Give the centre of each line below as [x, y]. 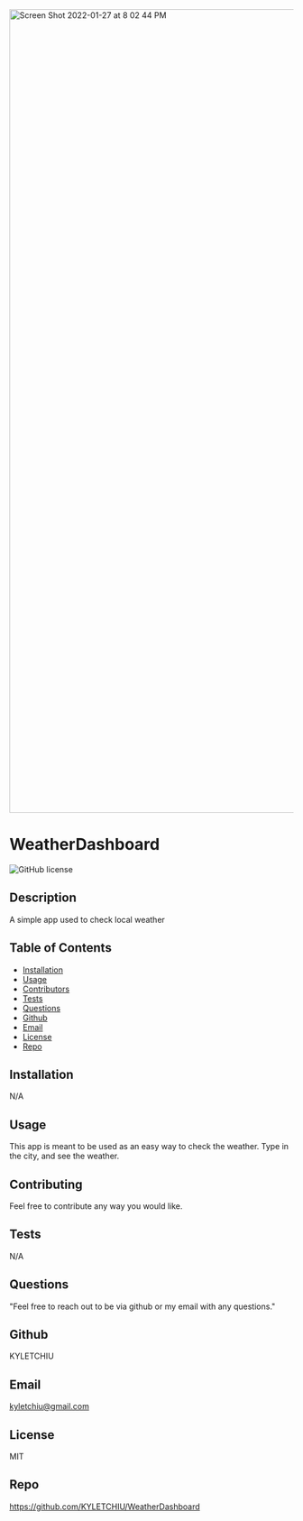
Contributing [46, 1184]
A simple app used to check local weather [87, 919]
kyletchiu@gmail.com [50, 1406]
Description [43, 898]
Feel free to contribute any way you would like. [96, 1206]
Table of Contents [61, 948]
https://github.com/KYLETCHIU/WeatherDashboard [105, 1507]
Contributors [46, 989]
